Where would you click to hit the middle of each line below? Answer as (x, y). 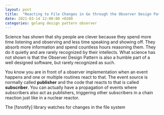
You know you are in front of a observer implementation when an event (76, 72)
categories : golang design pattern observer (51, 23)
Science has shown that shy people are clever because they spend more (78, 37)
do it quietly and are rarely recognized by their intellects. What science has (80, 52)
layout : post (18, 9)
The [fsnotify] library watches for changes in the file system (65, 107)
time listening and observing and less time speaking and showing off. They (80, 42)
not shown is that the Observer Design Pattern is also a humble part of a (78, 57)
